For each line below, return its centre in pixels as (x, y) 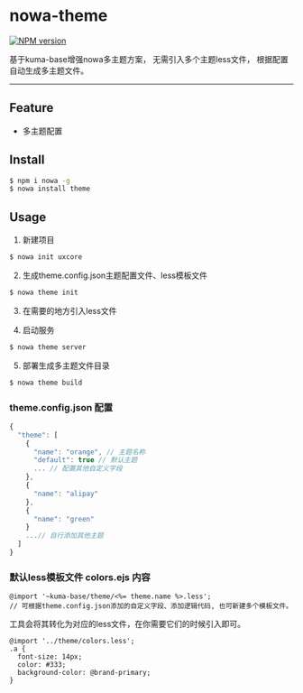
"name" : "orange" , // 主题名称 (89, 452)
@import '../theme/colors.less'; (72, 642)
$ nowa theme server (48, 347)
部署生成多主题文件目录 (66, 365)
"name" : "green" (64, 519)
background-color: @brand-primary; (84, 673)
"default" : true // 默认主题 (85, 460)
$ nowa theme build (46, 383)
